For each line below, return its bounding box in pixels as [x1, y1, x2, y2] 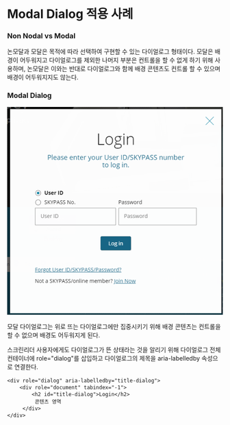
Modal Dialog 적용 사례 [7, 6, 133, 22]
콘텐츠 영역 [34, 398, 62, 405]
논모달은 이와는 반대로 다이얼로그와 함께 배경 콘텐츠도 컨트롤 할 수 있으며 [27, 64, 221, 73]
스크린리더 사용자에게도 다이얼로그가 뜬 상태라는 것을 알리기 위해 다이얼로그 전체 [7, 345, 221, 354]
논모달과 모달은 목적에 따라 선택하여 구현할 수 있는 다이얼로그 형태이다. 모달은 [7, 47, 214, 56]
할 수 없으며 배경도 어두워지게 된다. [7, 331, 101, 339]
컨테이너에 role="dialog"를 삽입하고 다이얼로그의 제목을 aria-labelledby [7, 354, 201, 363]
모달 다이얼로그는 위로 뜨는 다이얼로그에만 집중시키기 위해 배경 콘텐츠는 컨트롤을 [7, 323, 221, 331]
